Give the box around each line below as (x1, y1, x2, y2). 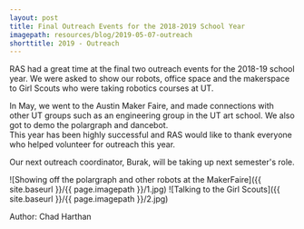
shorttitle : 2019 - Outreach (9, 38, 120, 48)
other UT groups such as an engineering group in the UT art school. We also (9, 110, 295, 121)
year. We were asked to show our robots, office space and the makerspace (9, 74, 290, 85)
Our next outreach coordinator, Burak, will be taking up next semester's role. (9, 156, 295, 168)
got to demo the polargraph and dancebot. (9, 120, 169, 131)
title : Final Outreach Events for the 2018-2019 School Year (9, 22, 246, 31)
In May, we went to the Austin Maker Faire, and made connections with (9, 101, 274, 112)
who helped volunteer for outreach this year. (9, 139, 175, 150)
